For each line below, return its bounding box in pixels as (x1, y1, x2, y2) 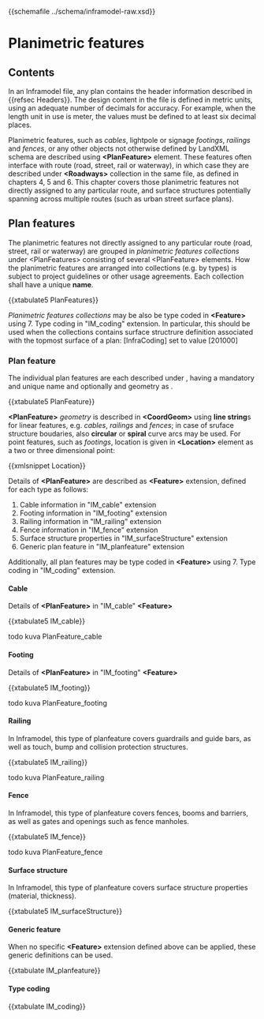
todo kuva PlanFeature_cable (8, 631, 102, 642)
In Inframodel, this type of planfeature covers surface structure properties (8, 883, 248, 893)
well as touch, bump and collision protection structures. (8, 742, 189, 751)
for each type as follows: (8, 485, 89, 494)
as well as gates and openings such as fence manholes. (8, 816, 189, 826)
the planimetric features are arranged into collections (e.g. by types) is (8, 263, 237, 272)
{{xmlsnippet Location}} (8, 461, 86, 470)
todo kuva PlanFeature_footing (8, 698, 108, 707)
